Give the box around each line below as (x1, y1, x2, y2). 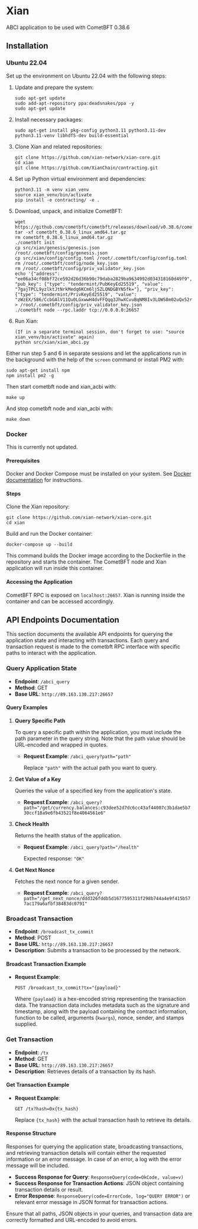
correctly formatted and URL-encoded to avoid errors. (6, 1217, 138, 1224)
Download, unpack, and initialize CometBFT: (14, 207, 123, 215)
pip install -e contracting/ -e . (14, 197, 100, 203)
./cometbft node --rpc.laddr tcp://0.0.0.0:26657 (14, 307, 140, 313)
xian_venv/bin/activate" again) (14, 334, 95, 340)
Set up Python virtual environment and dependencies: (14, 175, 147, 182)
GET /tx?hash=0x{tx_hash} (14, 1106, 79, 1112)
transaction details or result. (14, 1186, 83, 1193)
